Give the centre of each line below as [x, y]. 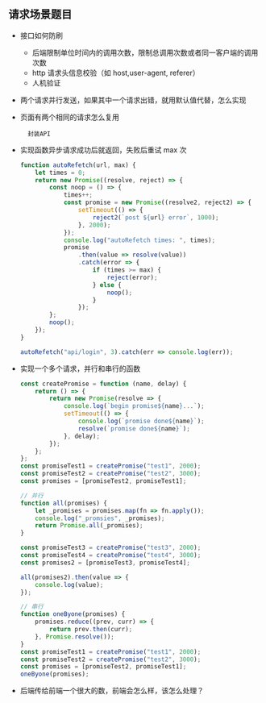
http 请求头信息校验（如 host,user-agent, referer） [116, 73]
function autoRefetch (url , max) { [78, 165]
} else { [107, 285]
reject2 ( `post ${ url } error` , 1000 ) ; [156, 217]
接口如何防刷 [41, 35]
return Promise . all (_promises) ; [89, 526]
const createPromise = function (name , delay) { [103, 384]
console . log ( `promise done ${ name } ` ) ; [141, 422]
